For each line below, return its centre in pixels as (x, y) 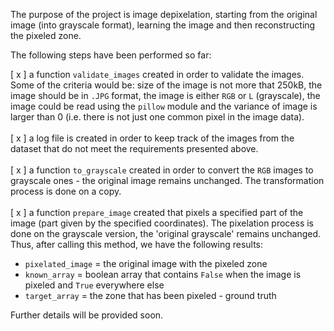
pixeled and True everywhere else (94, 285)
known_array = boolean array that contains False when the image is (163, 274)
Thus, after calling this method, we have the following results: (137, 244)
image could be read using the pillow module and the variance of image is (164, 106)
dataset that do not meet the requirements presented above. (134, 148)
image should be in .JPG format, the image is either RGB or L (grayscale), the (165, 95)
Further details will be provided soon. (87, 315)
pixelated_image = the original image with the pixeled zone (146, 263)
